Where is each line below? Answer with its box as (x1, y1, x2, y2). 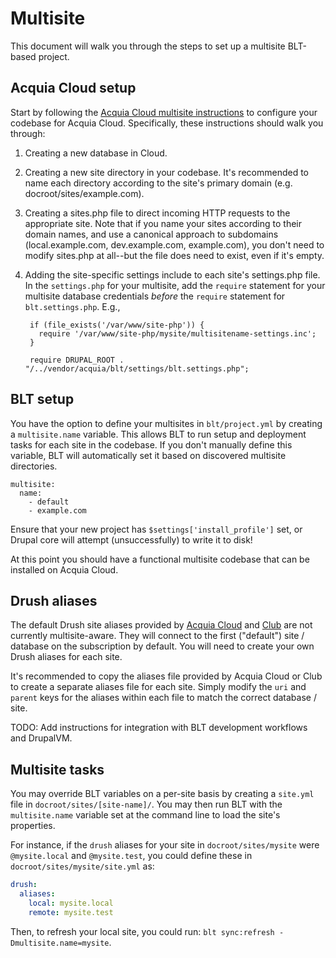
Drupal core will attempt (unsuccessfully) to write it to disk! (10, 533, 253, 546)
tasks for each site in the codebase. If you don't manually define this (10, 438, 293, 451)
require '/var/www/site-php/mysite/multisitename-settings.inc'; (38, 328, 317, 339)
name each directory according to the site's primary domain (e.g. (24, 177, 293, 189)
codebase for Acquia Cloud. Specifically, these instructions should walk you (10, 117, 324, 129)
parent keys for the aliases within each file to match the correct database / (10, 692, 317, 704)
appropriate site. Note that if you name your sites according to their (24, 217, 302, 229)
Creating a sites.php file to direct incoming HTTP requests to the (24, 207, 291, 219)
